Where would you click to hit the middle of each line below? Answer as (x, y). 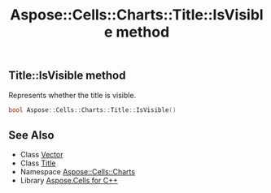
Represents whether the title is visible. (72, 95)
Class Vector (42, 155)
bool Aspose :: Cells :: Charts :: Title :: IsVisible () (92, 110)
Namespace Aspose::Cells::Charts (78, 172)
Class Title (38, 163)
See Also (31, 135)
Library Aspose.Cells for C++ (69, 181)
